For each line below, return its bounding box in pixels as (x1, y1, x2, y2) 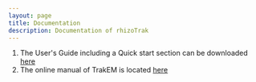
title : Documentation (8, 19, 81, 27)
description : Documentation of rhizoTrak (8, 26, 149, 34)
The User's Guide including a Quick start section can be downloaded (19, 49, 249, 58)
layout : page (8, 11, 52, 20)
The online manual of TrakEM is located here (19, 65, 169, 75)
